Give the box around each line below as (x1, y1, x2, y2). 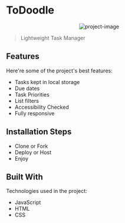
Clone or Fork (14, 142, 48, 149)
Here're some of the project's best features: (6, 67, 113, 74)
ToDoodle (6, 4, 55, 17)
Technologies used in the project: (6, 188, 87, 195)
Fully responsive (14, 109, 55, 117)
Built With (6, 172, 43, 182)
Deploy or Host (14, 148, 52, 156)
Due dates (14, 85, 40, 92)
